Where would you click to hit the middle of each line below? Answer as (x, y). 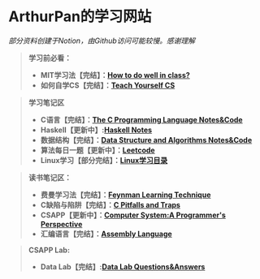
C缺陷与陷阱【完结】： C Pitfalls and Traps (110, 204)
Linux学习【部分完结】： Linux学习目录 (104, 160)
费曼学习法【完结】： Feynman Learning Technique (126, 195)
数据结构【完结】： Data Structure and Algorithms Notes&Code (146, 139)
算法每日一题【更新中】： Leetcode (98, 150)
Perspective (61, 224)
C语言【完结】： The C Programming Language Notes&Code (141, 119)
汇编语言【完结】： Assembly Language (106, 234)
